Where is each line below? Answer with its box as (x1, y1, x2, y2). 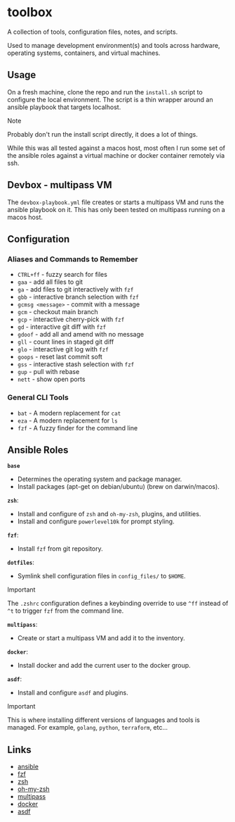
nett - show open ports (17, 375, 86, 384)
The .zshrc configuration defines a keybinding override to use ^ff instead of (7, 599, 229, 608)
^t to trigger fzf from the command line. (7, 606, 124, 615)
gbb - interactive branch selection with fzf (17, 293, 139, 301)
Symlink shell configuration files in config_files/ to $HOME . (17, 572, 186, 580)
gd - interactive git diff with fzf (17, 323, 107, 331)
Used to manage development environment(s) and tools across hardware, (7, 41, 220, 49)
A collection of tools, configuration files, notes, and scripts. (7, 27, 178, 36)
